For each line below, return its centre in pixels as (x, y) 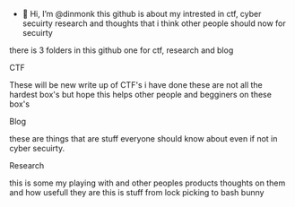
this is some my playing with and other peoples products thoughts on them (147, 183)
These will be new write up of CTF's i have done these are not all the (136, 85)
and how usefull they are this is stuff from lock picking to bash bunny (137, 192)
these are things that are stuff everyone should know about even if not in (143, 138)
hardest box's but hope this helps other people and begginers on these (140, 95)
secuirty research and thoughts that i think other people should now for (154, 23)
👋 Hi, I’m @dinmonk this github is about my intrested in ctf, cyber (142, 14)
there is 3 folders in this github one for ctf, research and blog (121, 50)
